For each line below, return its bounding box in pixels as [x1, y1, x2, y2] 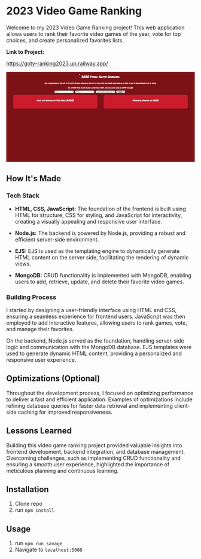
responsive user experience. [6, 356, 77, 363]
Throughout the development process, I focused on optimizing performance [6, 389, 194, 396]
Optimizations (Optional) [6, 374, 100, 384]
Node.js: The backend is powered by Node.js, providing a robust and [14, 229, 185, 237]
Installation [6, 484, 49, 494]
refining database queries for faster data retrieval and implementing [6, 402, 173, 409]
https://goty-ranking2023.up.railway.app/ [6, 60, 108, 67]
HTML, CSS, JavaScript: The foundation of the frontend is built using [14, 205, 187, 212]
